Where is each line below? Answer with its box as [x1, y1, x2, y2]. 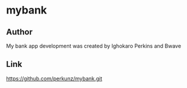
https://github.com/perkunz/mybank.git [6, 75, 102, 82]
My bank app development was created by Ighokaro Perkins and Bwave [6, 42, 182, 49]
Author [6, 27, 33, 37]
